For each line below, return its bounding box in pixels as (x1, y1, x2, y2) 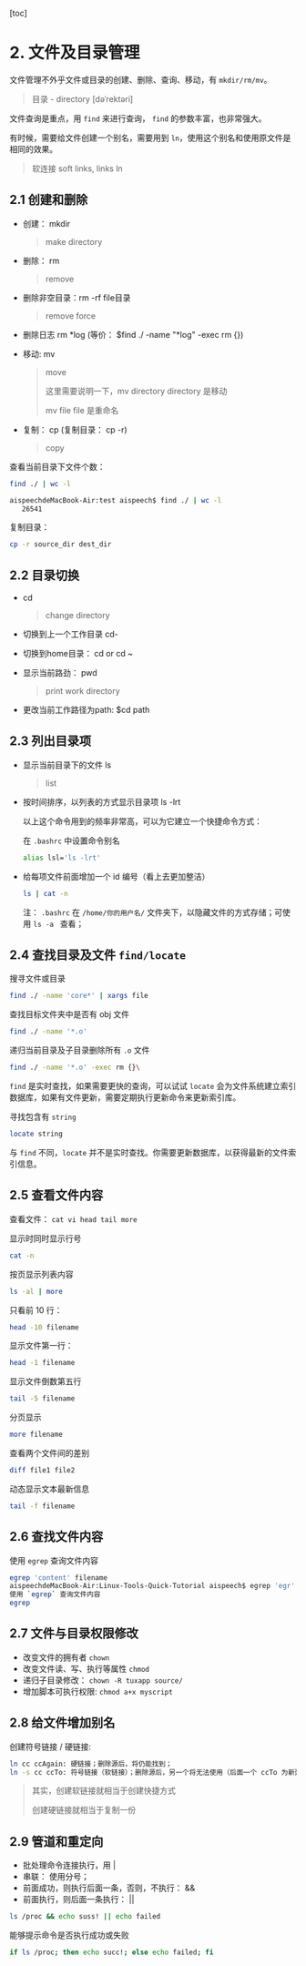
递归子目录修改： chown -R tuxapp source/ (22, 1675, 184, 1686)
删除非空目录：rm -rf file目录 (22, 291, 131, 303)
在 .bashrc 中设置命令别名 (22, 835, 120, 846)
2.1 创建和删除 (9, 192, 88, 208)
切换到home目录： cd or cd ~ (22, 648, 134, 659)
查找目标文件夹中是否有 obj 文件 (9, 1009, 130, 1020)
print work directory (45, 686, 120, 697)
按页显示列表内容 (9, 1268, 74, 1279)
